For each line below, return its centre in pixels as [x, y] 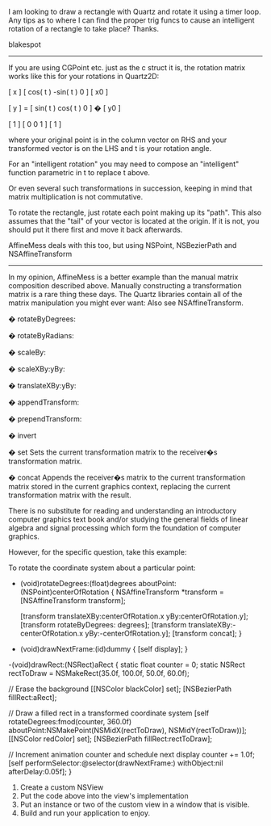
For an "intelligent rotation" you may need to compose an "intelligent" [124, 164]
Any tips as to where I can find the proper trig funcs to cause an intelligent [132, 20]
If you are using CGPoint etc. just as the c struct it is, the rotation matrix [127, 67]
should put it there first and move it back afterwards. [96, 230]
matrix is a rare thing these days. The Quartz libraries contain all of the [125, 294]
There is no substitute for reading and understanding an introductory [123, 511]
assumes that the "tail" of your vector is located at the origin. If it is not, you [134, 221]
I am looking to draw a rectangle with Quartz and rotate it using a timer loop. [135, 12]
